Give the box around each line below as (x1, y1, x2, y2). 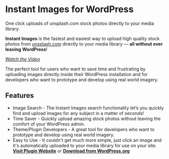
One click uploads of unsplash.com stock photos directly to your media (5, 20, 154, 26)
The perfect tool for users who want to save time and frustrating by (5, 66, 146, 72)
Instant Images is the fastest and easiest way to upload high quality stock (5, 35, 160, 42)
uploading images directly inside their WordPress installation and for (5, 71, 148, 77)
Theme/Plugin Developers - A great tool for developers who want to (12, 126, 155, 132)
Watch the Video (5, 56, 41, 62)
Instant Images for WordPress (5, 4, 134, 15)
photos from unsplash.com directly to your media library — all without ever (5, 41, 163, 47)
